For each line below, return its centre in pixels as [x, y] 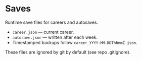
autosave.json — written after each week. [55, 37]
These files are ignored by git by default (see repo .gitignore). [68, 52]
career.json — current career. [43, 32]
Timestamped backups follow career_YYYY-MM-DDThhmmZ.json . [75, 42]
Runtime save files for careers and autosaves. [52, 22]
